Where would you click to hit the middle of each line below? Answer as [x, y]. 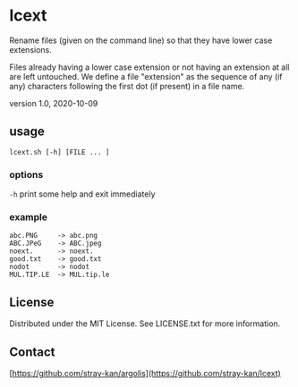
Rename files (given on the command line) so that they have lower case [141, 40]
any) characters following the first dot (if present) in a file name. [127, 86]
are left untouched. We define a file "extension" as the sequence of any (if [146, 76]
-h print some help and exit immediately [82, 194]
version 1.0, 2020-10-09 [54, 103]
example [28, 217]
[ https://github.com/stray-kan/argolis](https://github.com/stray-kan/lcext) [145, 373]
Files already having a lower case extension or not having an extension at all [149, 67]
